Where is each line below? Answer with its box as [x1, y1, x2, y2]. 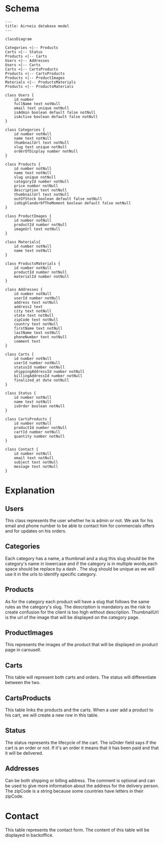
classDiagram [5, 37, 32, 41]
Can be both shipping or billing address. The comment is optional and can [5, 777, 155, 783]
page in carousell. [5, 647, 41, 653]
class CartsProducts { [5, 417, 52, 421]
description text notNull [14, 188, 67, 192]
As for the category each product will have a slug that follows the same [5, 598, 150, 605]
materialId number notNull [14, 274, 69, 279]
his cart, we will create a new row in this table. [5, 712, 99, 718]
